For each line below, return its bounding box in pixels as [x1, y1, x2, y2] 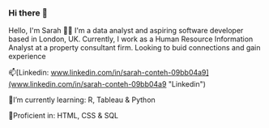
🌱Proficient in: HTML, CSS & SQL [8, 111, 119, 121]
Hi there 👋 [8, 7, 49, 19]
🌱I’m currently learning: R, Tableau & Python [8, 95, 156, 105]
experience [8, 52, 46, 62]
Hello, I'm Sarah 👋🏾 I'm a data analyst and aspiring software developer [8, 26, 244, 36]
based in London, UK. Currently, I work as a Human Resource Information [8, 34, 254, 44]
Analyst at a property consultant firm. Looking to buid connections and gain [8, 43, 261, 53]
